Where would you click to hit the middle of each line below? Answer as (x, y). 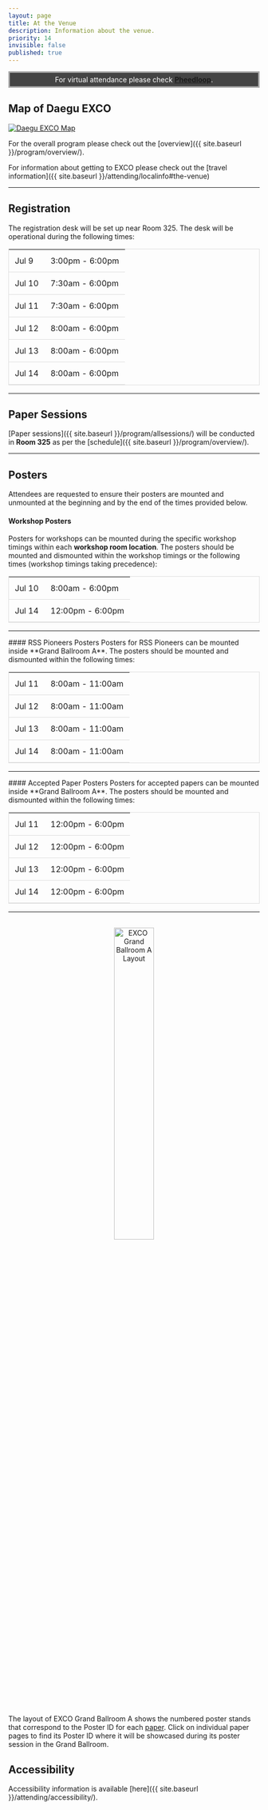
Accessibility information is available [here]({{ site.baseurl (103, 1789)
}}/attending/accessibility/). (53, 1797)
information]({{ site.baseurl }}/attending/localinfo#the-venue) (109, 176)
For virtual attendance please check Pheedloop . (134, 80)
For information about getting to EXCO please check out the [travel (118, 167)
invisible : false (37, 46)
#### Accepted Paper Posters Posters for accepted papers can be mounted (134, 783)
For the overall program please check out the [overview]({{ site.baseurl (125, 143)
